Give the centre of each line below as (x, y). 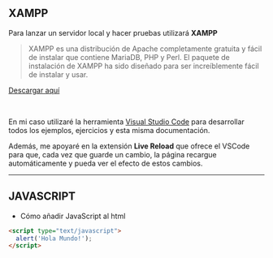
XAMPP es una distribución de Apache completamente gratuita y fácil (145, 49)
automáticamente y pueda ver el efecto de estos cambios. (106, 163)
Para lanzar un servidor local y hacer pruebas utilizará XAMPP (113, 32)
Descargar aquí (34, 90)
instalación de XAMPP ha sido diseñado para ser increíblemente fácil (143, 66)
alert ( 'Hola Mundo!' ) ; (54, 239)
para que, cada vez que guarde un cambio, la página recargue (113, 154)
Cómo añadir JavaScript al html (73, 216)
